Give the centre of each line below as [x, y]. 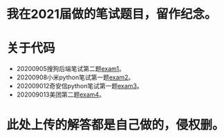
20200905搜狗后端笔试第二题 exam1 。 [71, 69]
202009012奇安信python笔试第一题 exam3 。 [80, 86]
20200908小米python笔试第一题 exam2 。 [75, 77]
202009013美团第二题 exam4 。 [60, 95]
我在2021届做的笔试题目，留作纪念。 [112, 14]
